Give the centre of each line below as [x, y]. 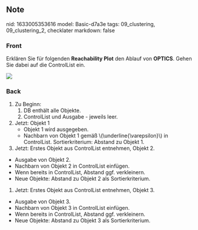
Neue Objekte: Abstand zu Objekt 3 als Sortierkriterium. [82, 221]
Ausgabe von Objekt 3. [43, 202]
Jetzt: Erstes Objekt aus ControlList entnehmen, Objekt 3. [85, 190]
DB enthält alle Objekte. [52, 111]
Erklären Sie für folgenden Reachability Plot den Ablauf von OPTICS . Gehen [99, 59]
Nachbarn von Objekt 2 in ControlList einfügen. [72, 166]
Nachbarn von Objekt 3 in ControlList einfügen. [72, 208]
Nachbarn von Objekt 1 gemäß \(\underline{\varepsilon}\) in [96, 136]
